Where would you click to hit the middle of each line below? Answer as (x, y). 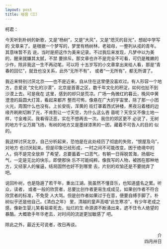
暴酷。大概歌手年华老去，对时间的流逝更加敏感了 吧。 (60, 214)
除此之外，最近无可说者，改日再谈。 (42, 224)
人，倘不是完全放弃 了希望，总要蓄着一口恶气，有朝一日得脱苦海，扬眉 (78, 154)
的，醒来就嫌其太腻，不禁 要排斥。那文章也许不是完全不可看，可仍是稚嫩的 (82, 58)
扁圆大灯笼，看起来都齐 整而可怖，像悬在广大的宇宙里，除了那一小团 (88, 100)
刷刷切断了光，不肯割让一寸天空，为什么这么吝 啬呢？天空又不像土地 (84, 112)
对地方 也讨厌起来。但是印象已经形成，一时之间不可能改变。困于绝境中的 (80, 147)
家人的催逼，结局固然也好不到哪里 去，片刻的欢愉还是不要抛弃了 (88, 166)
